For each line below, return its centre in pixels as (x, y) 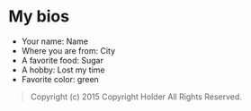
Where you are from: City (68, 50)
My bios (39, 17)
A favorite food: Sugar (63, 60)
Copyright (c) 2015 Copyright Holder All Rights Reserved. (136, 97)
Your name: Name (55, 41)
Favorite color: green (60, 79)
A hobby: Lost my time (63, 70)
